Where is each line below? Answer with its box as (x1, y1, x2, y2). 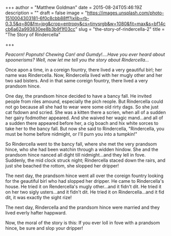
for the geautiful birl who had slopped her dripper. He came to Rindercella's (5, 178, 164, 184)
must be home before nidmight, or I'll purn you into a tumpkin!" (5, 131, 138, 137)
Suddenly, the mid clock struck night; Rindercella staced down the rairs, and (5, 157, 166, 163)
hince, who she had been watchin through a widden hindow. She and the (5, 146, 158, 153)
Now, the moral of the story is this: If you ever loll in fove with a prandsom (5, 220, 160, 226)
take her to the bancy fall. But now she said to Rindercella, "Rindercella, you (5, 125, 164, 132)
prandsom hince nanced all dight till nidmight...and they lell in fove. (5, 152, 146, 158)
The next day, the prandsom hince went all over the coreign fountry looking (5, 173, 164, 179)
